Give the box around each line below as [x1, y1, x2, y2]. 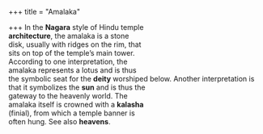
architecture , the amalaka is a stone [8, 31, 129, 40]
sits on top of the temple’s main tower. [8, 48, 135, 57]
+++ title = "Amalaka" [8, 7, 81, 16]
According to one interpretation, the [8, 57, 128, 66]
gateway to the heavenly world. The [8, 91, 128, 100]
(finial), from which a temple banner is [8, 108, 135, 118]
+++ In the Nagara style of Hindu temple [8, 23, 144, 31]
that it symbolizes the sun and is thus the [8, 82, 146, 92]
